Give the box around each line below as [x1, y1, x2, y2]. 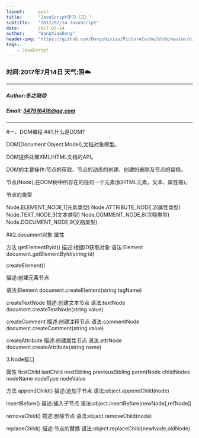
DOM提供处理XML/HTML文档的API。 [6, 153, 97, 160]
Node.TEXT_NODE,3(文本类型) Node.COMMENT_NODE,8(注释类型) [6, 211, 170, 218]
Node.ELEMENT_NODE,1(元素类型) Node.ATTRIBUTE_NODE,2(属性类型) [6, 204, 181, 211]
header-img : [6, 36, 36, 42]
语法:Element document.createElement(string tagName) [6, 286, 142, 294]
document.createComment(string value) [6, 325, 104, 332]
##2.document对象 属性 [6, 231, 65, 239]
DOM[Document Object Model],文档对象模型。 [6, 141, 120, 148]
